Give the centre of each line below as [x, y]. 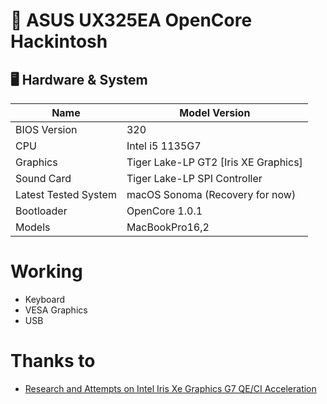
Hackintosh [59, 41]
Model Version [215, 112]
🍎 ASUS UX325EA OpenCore [131, 20]
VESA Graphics [56, 310]
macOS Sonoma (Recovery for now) [211, 194]
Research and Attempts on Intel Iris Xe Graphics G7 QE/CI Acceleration [170, 388]
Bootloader [41, 211]
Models [33, 227]
